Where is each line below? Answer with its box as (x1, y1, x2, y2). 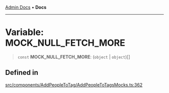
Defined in (5, 68, 39, 77)
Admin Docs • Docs (5, 5, 47, 10)
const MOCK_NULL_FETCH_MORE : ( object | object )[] (17, 54, 131, 60)
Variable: (5, 27, 44, 38)
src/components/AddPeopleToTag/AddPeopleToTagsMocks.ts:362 (5, 81, 143, 87)
